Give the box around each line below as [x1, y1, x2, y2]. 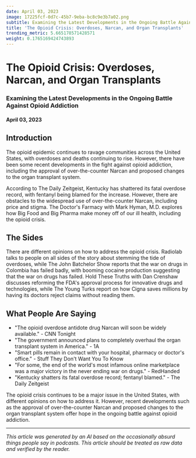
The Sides [6, 232, 44, 243]
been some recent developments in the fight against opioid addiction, [6, 161, 173, 168]
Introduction [6, 133, 52, 143]
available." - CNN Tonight [14, 330, 76, 338]
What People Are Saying [6, 308, 96, 319]
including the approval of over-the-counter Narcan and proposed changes [6, 167, 185, 174]
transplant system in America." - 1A [14, 343, 99, 350]
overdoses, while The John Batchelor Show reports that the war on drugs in [6, 261, 188, 268]
